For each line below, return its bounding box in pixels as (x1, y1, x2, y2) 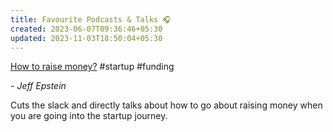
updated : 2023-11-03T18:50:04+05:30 (10, 33, 163, 43)
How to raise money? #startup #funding (10, 61, 175, 73)
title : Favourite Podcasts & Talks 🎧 (10, 14, 172, 25)
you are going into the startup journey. (10, 110, 168, 122)
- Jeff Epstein (10, 80, 67, 92)
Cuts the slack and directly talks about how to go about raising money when (10, 99, 323, 111)
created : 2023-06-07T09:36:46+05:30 (10, 24, 163, 34)
